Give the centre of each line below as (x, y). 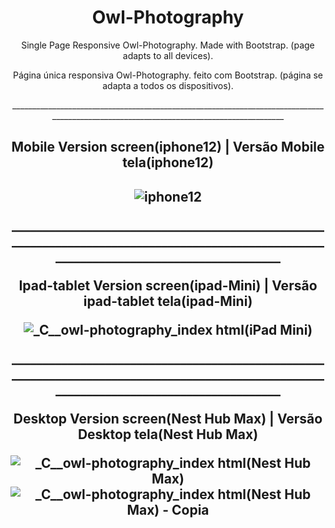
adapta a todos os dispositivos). (168, 85)
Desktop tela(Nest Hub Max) (168, 434)
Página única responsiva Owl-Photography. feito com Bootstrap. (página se (168, 75)
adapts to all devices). (168, 55)
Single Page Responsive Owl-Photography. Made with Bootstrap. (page (168, 45)
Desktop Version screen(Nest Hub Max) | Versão (168, 418)
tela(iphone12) (168, 162)
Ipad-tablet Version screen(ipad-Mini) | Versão (168, 285)
